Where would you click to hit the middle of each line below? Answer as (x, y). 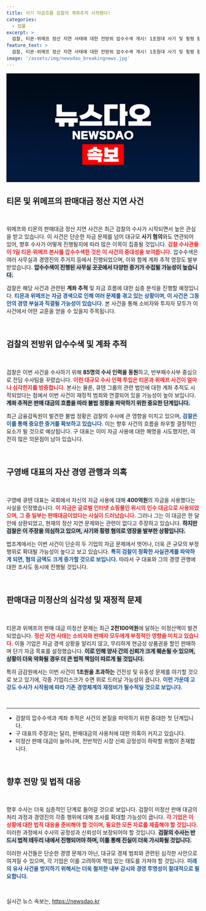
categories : (21, 19)
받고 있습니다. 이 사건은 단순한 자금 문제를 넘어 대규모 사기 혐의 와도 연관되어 (103, 237)
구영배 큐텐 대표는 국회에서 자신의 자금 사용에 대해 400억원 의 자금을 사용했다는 (101, 500)
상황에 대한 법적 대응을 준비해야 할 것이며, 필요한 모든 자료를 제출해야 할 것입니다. (102, 825)
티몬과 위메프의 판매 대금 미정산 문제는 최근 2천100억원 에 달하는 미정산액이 (96, 628)
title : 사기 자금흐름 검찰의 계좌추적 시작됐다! (59, 13)
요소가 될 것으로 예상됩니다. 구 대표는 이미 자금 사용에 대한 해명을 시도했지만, (98, 431)
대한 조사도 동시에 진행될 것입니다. (47, 567)
